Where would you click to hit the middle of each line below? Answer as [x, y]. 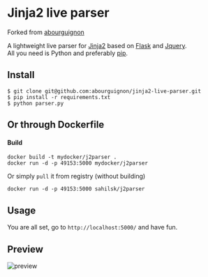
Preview [25, 249]
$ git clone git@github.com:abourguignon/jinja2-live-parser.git [104, 91]
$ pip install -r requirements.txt [59, 97]
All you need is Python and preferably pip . [67, 53]
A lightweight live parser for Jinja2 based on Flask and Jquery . [97, 45]
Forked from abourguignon [46, 32]
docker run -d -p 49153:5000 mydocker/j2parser [78, 163]
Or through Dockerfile [56, 125]
